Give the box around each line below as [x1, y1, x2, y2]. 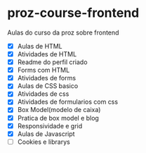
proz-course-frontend [7, 5, 140, 21]
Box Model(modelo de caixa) [17, 106, 101, 114]
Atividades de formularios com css [17, 97, 118, 106]
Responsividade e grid [17, 121, 83, 130]
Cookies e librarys [17, 137, 70, 146]
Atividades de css [17, 90, 69, 98]
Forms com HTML [17, 66, 70, 75]
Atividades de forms [17, 74, 76, 82]
